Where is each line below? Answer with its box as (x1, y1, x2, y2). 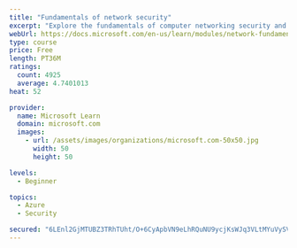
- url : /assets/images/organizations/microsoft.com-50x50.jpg (25, 136, 259, 145)
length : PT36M (9, 54, 62, 63)
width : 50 (32, 144, 69, 153)
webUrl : (9, 29, 38, 38)
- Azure (17, 201, 46, 210)
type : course (9, 37, 57, 47)
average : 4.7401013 (17, 79, 89, 88)
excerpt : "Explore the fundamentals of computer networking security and (9, 21, 287, 30)
